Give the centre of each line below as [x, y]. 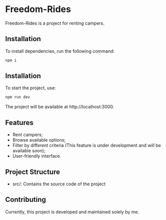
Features [19, 122]
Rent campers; [28, 135]
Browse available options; [39, 140]
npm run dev [18, 97]
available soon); [29, 151]
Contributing [26, 200]
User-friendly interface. [37, 156]
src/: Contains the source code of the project [59, 184]
